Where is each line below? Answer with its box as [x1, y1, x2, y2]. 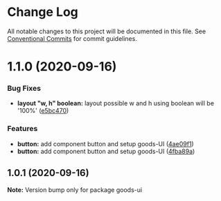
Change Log [7, 4, 78, 20]
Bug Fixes [7, 84, 42, 94]
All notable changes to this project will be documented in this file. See [7, 27, 206, 35]
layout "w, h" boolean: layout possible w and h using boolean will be [17, 99, 215, 107]
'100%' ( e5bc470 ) [17, 107, 69, 115]
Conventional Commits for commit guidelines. [7, 34, 137, 42]
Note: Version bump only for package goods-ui [7, 185, 143, 194]
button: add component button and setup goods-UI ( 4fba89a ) [17, 147, 195, 155]
